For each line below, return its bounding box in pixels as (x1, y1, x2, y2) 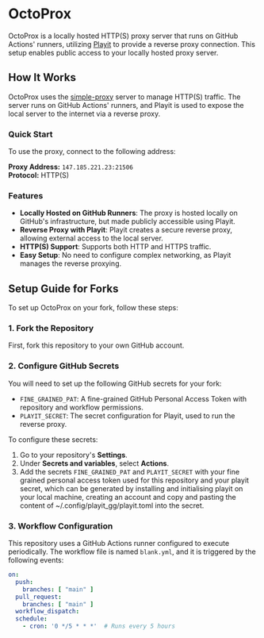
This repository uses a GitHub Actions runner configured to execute (8, 539, 230, 548)
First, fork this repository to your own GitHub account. (8, 340, 185, 350)
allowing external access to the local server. (19, 233, 164, 243)
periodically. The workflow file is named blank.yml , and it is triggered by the (8, 547, 256, 556)
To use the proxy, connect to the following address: (8, 147, 176, 156)
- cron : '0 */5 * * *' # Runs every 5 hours (22, 622, 176, 631)
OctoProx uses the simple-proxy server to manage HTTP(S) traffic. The (8, 92, 241, 102)
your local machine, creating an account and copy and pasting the (19, 492, 236, 502)
